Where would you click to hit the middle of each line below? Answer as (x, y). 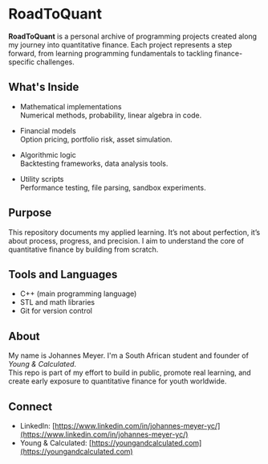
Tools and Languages (63, 274)
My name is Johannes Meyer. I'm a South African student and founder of (128, 355)
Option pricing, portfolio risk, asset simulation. (96, 139)
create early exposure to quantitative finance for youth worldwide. (118, 381)
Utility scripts (42, 179)
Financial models (48, 130)
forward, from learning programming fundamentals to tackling (110, 53)
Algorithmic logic (48, 154)
